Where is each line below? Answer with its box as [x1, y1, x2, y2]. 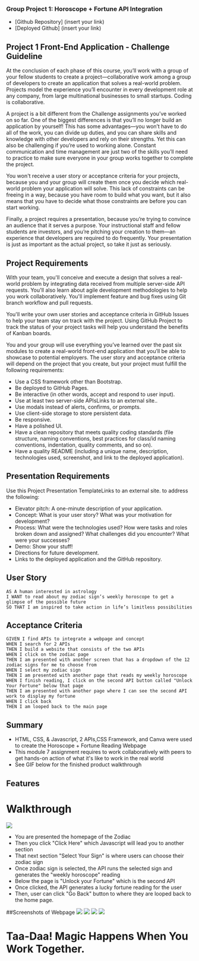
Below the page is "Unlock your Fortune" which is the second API [14, 877, 175, 884]
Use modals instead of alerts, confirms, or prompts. [14, 403, 141, 410]
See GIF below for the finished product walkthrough [14, 761, 142, 768]
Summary [6, 720, 43, 730]
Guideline [6, 51, 43, 61]
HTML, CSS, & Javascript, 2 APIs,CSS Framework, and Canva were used [14, 736, 192, 743]
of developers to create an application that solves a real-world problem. [6, 80, 182, 87]
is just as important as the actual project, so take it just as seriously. [6, 241, 172, 248]
